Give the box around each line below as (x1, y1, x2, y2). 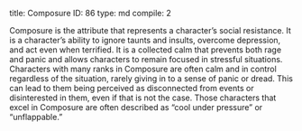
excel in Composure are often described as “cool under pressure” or (9, 102, 263, 112)
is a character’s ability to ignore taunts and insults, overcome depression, (9, 35, 281, 45)
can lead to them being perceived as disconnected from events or (9, 83, 254, 93)
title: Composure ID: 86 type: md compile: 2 (9, 8, 171, 18)
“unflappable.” (9, 112, 63, 122)
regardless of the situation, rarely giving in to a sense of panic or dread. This (9, 73, 293, 84)
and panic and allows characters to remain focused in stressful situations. (9, 54, 283, 64)
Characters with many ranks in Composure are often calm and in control (9, 63, 277, 74)
